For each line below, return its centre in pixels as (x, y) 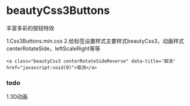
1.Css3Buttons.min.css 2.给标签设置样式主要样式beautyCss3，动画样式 (95, 41)
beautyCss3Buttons (58, 11)
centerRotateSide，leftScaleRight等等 (53, 48)
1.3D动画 (17, 97)
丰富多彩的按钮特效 (30, 28)
